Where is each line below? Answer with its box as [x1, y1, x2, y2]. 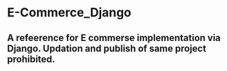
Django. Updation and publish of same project [7, 42, 206, 54]
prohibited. [7, 53, 56, 65]
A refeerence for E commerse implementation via [7, 32, 221, 44]
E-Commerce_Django [7, 5, 132, 20]
